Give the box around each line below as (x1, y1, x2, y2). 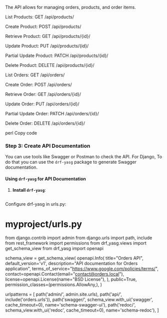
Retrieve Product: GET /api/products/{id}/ (5, 33, 91, 39)
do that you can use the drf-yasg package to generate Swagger (5, 159, 136, 165)
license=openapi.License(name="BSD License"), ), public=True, (5, 277, 137, 283)
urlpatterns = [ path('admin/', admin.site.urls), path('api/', (5, 292, 122, 298)
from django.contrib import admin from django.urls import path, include (5, 235, 152, 241)
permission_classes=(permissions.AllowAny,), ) (5, 282, 102, 288)
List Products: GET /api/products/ (5, 14, 74, 19)
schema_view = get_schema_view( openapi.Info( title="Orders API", (5, 255, 143, 261)
